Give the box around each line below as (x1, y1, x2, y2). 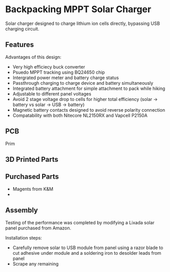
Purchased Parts (5, 173, 59, 181)
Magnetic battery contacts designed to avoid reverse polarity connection (12, 107, 165, 113)
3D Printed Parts (5, 155, 58, 163)
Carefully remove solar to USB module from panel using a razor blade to (12, 245, 163, 251)
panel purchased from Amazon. (5, 225, 72, 231)
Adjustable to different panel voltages (12, 90, 91, 97)
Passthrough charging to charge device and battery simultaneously (12, 80, 154, 86)
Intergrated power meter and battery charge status (12, 75, 119, 81)
